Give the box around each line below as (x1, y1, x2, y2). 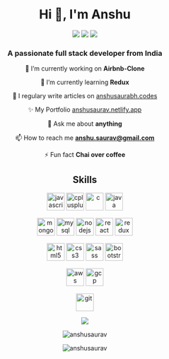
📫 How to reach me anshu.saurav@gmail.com (15, 134, 155, 142)
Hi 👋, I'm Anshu (39, 6, 131, 23)
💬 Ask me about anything (47, 119, 123, 128)
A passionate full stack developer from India (7, 48, 163, 58)
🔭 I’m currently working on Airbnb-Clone (25, 64, 145, 73)
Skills (72, 173, 98, 186)
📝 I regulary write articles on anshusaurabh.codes (12, 92, 158, 100)
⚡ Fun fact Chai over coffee (44, 151, 126, 159)
